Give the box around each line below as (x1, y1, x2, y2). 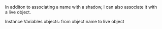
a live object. (5, 9, 31, 15)
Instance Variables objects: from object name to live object (5, 19, 125, 24)
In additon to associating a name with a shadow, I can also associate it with (5, 4, 157, 10)
